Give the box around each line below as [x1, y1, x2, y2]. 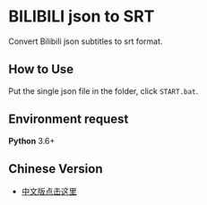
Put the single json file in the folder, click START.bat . [8, 85, 199, 96]
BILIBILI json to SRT [8, 6, 155, 27]
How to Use [8, 62, 74, 77]
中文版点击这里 [21, 186, 77, 197]
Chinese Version [8, 161, 103, 176]
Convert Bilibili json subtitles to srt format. [8, 36, 163, 47]
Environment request [8, 112, 129, 127]
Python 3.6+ [8, 135, 56, 146]
